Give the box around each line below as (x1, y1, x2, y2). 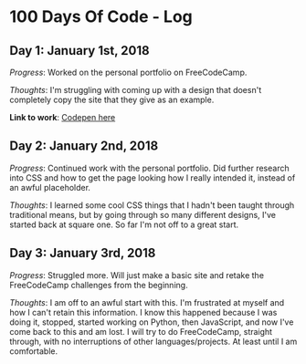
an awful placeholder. (9, 182, 91, 192)
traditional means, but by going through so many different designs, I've (9, 209, 277, 220)
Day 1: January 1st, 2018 (9, 43, 150, 58)
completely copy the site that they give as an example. (9, 94, 215, 105)
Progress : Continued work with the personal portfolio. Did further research (9, 162, 290, 173)
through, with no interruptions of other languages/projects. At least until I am (9, 336, 298, 347)
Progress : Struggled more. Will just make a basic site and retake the (9, 269, 265, 280)
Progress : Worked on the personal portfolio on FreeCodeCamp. (9, 67, 248, 78)
